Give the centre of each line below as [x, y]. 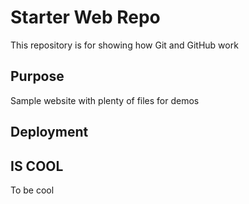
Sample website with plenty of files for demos [105, 100]
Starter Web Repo [85, 17]
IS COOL [37, 166]
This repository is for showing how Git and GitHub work [124, 45]
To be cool [32, 190]
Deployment [49, 132]
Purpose [37, 76]
